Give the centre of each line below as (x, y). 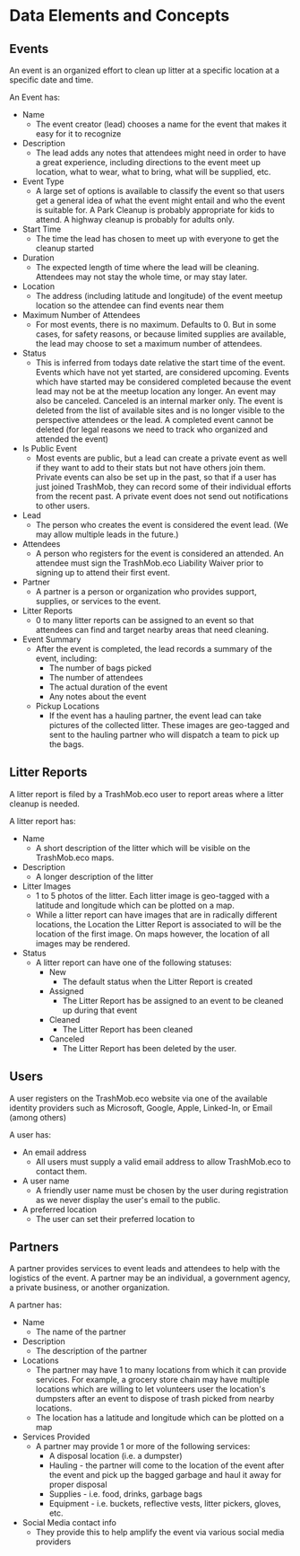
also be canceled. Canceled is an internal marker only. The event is (159, 401)
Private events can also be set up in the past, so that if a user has (156, 477)
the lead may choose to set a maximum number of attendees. (149, 343)
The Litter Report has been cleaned (128, 1029)
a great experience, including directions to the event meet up (148, 162)
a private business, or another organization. (90, 1288)
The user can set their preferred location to (115, 1218)
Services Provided (56, 1437)
